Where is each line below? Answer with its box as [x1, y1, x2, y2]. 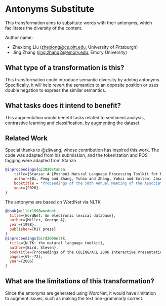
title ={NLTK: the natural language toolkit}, [9, 240, 105, 245]
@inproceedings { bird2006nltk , [5, 236, 68, 241]
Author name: [5, 34, 33, 40]
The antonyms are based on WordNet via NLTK [5, 199, 101, 205]
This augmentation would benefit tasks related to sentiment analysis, [5, 114, 145, 120]
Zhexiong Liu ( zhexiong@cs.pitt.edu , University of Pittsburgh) [12, 44, 138, 50]
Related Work [5, 134, 48, 142]
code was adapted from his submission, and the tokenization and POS [5, 152, 148, 158]
